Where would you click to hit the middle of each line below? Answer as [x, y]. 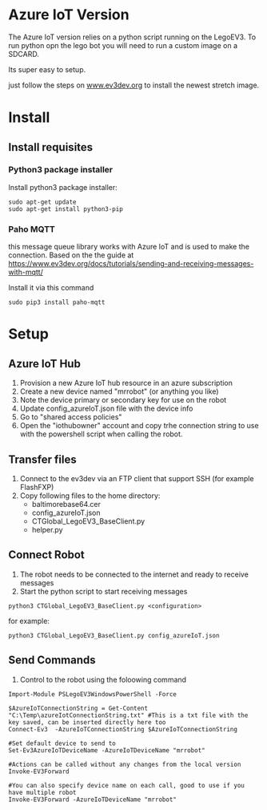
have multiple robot [43, 792]
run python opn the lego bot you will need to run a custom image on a [123, 45]
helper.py [47, 529]
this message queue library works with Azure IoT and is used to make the [129, 247]
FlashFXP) [37, 487]
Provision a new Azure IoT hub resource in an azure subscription [126, 383]
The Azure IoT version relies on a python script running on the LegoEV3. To [132, 37]
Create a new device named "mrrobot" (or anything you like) [119, 391]
